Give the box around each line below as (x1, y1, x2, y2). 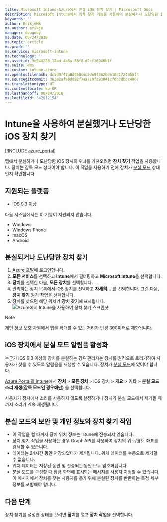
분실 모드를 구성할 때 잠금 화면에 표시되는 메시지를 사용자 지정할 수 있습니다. (12, 469, 160, 475)
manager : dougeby (5, 30, 41, 35)
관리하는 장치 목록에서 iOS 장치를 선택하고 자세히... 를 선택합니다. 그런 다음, (12, 285, 159, 292)
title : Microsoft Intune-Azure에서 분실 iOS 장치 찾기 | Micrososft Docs (5, 7, 153, 12)
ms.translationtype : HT (5, 81, 55, 86)
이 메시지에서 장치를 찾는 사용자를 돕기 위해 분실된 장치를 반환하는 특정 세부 (12, 475, 159, 481)
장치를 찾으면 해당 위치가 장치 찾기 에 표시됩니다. (12, 298, 105, 304)
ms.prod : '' (5, 44, 30, 49)
